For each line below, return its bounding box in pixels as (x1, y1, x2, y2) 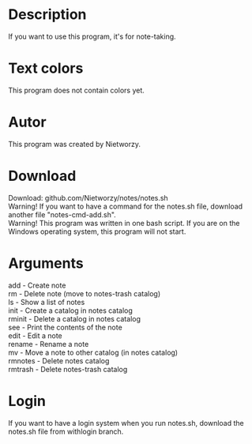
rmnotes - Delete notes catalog (8, 356, 110, 365)
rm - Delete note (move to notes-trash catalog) (8, 288, 160, 298)
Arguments (8, 254, 85, 272)
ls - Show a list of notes (8, 297, 85, 307)
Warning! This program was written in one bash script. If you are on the (8, 218, 240, 228)
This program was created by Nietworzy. (8, 139, 141, 149)
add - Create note (8, 280, 66, 290)
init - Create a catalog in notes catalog (8, 306, 133, 315)
